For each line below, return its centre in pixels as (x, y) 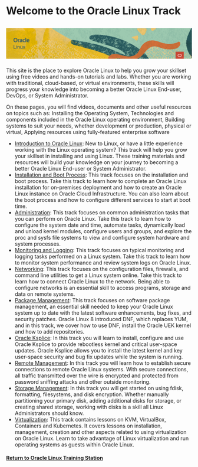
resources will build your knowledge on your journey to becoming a (96, 162)
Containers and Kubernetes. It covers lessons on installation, (88, 426)
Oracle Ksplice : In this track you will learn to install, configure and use (99, 338)
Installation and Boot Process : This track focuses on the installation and (101, 175)
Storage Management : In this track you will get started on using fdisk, (99, 388)
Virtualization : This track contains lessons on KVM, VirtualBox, (90, 419)
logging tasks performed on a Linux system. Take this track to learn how (102, 256)
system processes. (37, 244)
